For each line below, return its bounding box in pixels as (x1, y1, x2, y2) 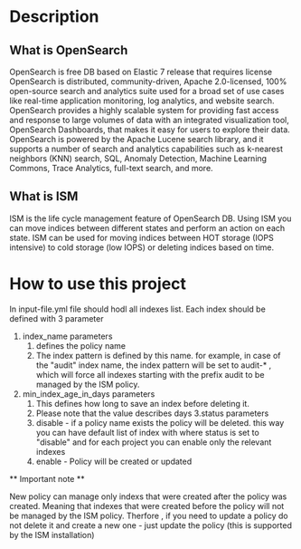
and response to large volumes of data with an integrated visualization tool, (9, 115, 289, 125)
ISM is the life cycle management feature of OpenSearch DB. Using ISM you (9, 213, 292, 224)
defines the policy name (35, 340, 127, 351)
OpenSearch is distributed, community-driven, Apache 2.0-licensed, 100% (9, 76, 287, 87)
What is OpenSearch (9, 43, 128, 58)
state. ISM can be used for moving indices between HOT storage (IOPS (9, 232, 274, 243)
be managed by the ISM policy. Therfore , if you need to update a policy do (9, 510, 288, 521)
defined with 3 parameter (9, 313, 104, 323)
